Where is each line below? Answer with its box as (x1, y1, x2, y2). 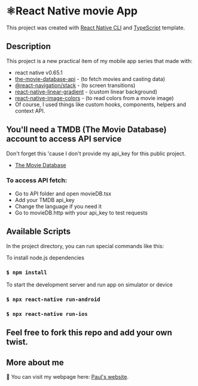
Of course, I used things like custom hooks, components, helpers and (14, 101, 187, 108)
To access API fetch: (6, 176, 68, 185)
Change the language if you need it (14, 203, 102, 210)
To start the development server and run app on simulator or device (6, 281, 173, 288)
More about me (6, 357, 64, 367)
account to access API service (6, 134, 122, 144)
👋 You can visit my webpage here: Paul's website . (6, 373, 129, 381)
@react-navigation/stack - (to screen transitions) (14, 82, 136, 89)
